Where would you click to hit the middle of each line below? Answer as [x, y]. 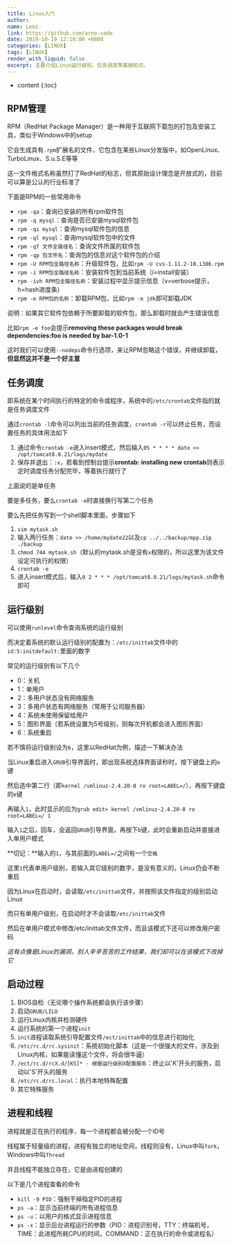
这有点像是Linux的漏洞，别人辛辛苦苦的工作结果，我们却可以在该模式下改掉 [115, 952]
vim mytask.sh [37, 530]
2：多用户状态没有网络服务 [56, 698]
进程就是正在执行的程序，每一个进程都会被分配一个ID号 [86, 1131]
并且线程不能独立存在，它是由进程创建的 [65, 1169]
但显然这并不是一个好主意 [44, 359]
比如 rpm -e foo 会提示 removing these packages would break [95, 328]
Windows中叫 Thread [36, 1154]
